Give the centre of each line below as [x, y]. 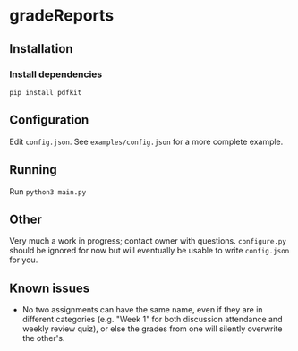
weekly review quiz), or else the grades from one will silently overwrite [152, 329]
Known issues [50, 288]
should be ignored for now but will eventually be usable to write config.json [149, 251]
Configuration [49, 120]
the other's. [43, 338]
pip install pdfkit [46, 92]
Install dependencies [56, 74]
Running [34, 170]
